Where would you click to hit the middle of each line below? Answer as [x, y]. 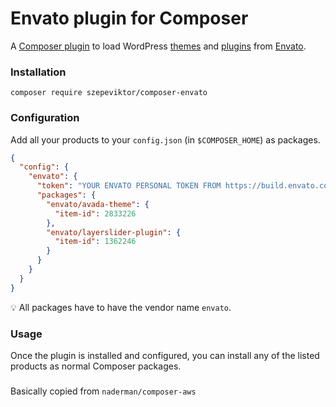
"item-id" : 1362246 [95, 242]
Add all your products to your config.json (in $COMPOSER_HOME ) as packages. [165, 139]
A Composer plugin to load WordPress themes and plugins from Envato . [158, 46]
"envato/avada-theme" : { [98, 204]
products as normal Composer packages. [96, 366]
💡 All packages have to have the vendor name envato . [121, 307]
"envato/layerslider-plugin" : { [114, 232]
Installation [38, 72]
